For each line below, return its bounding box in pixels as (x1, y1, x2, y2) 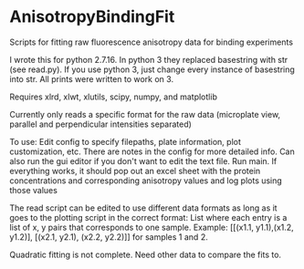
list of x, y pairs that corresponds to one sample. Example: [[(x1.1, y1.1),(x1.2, (9, 222, 294, 233)
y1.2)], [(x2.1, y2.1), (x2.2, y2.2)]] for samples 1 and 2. (9, 231, 208, 243)
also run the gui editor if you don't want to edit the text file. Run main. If (9, 155, 278, 166)
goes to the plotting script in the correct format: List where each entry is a (9, 212, 288, 222)
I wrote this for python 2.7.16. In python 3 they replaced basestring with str (9, 54, 288, 65)
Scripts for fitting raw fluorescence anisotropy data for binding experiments (9, 36, 294, 47)
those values (9, 184, 58, 195)
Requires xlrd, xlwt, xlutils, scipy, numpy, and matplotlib (9, 91, 217, 102)
